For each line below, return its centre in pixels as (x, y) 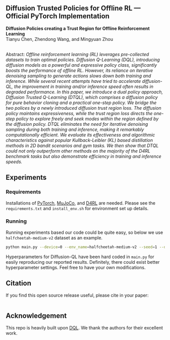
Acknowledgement (36, 315)
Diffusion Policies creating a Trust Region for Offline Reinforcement (78, 28)
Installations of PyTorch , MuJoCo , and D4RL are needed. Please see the (81, 203)
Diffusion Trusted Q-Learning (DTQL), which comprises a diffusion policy (82, 97)
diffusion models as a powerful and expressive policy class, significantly (81, 65)
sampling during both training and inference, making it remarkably (75, 129)
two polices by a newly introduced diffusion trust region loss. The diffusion (83, 108)
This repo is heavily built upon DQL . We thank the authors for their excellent (84, 328)
